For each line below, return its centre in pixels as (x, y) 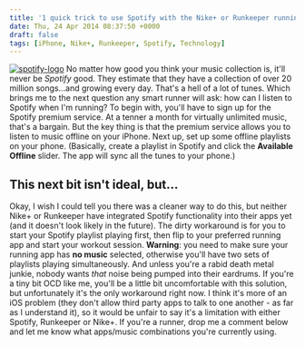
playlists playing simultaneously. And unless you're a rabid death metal (142, 264)
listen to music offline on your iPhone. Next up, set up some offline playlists (150, 136)
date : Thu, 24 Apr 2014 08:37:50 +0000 (85, 26)
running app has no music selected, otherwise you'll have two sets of (140, 254)
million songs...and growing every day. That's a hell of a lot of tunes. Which (150, 88)
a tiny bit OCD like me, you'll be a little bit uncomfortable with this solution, (148, 283)
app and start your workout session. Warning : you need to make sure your (149, 245)
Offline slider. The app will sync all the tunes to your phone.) (123, 156)
